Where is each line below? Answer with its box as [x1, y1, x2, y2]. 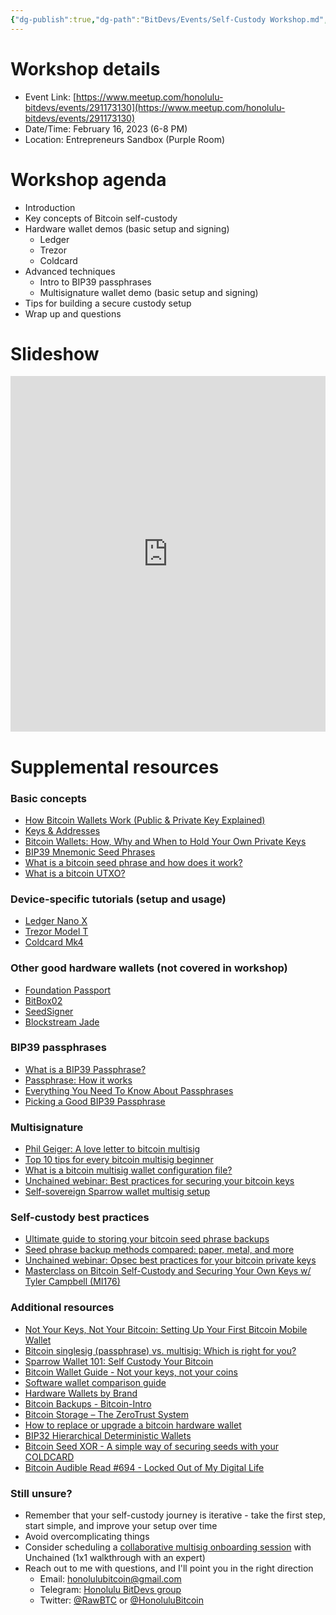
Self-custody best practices [10, 1211, 150, 1225]
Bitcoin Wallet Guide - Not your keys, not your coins [24, 1366, 238, 1378]
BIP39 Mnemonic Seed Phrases [24, 846, 156, 858]
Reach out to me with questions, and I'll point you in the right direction [24, 1562, 314, 1574]
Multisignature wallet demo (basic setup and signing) [39, 286, 259, 298]
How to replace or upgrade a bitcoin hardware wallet [24, 1419, 242, 1431]
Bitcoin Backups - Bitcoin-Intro [24, 1397, 152, 1410]
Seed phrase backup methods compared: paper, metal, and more [24, 1244, 295, 1256]
